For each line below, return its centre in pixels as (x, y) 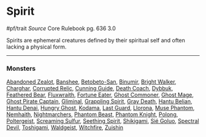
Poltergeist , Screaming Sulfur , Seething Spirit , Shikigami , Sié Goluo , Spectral (103, 121)
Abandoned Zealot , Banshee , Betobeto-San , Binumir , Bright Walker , (91, 82)
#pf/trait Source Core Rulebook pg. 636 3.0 (61, 28)
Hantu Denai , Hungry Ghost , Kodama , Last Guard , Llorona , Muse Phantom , (101, 108)
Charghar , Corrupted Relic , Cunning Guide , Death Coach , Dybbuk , (90, 88)
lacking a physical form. (36, 47)
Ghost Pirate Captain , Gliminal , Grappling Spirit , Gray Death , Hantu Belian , (99, 101)
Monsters (21, 68)
